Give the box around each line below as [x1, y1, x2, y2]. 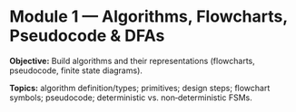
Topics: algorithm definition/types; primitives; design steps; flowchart [9, 82, 271, 93]
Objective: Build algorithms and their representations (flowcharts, [9, 55, 256, 66]
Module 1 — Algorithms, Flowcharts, [9, 6, 288, 27]
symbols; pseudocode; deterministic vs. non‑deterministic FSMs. [9, 92, 252, 103]
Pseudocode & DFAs [9, 25, 165, 46]
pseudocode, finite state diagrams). [9, 65, 143, 76]
